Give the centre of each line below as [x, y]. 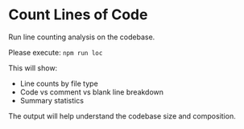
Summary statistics [52, 100]
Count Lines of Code [78, 15]
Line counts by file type [59, 83]
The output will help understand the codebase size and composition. [122, 116]
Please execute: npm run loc [56, 52]
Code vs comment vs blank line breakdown [91, 92]
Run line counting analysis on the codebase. [82, 37]
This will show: [33, 68]
